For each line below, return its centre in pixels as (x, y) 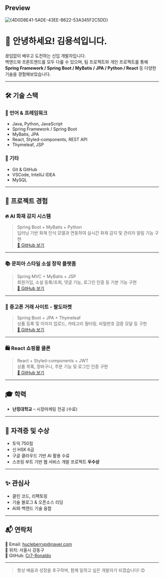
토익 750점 (22, 443)
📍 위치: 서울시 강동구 (25, 550)
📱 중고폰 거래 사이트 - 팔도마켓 (39, 307)
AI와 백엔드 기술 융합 (32, 508)
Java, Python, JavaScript (37, 124)
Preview (18, 8)
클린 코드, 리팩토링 (30, 496)
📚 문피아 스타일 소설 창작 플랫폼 (41, 264)
